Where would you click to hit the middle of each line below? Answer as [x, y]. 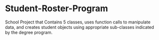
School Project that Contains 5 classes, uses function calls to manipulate [78, 22]
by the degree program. [29, 32]
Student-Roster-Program [57, 9]
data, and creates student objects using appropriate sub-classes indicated [79, 27]
